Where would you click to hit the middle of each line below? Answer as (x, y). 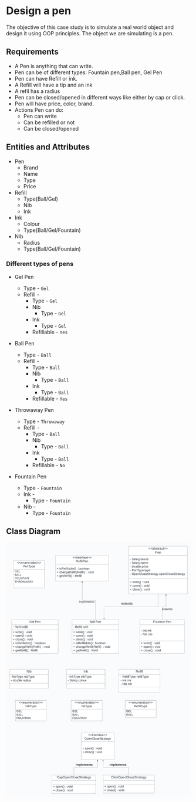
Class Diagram (33, 532)
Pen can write (40, 116)
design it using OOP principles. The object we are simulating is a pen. (90, 33)
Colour (31, 224)
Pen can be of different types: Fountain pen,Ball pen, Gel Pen (88, 72)
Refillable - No (49, 465)
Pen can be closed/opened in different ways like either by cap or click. (100, 97)
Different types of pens (40, 264)
